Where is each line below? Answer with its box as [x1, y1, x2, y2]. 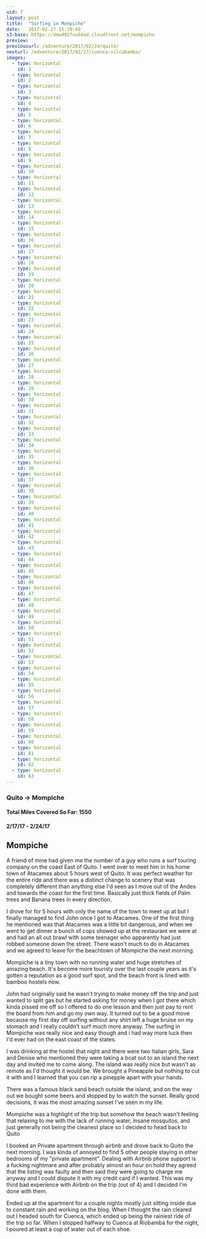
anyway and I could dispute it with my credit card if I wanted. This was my [6, 1174, 193, 1181]
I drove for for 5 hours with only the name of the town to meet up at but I [6, 907, 189, 915]
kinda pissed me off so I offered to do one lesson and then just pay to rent [6, 1003, 193, 1010]
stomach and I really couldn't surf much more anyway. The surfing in [6, 1022, 180, 1030]
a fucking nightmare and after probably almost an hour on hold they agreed [6, 1161, 197, 1168]
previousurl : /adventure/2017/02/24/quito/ [6, 44, 120, 50]
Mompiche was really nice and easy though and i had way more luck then [6, 1029, 193, 1037]
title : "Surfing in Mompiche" [6, 20, 86, 26]
